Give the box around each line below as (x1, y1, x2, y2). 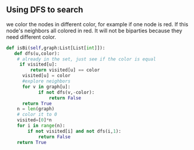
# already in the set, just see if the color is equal (17, 56, 156, 62)
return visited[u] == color (30, 67, 100, 74)
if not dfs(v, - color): (38, 89, 95, 95)
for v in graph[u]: (21, 84, 70, 90)
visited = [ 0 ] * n (17, 117, 52, 123)
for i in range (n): (17, 123, 66, 129)
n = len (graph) (17, 106, 55, 112)
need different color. (6, 33, 57, 41)
